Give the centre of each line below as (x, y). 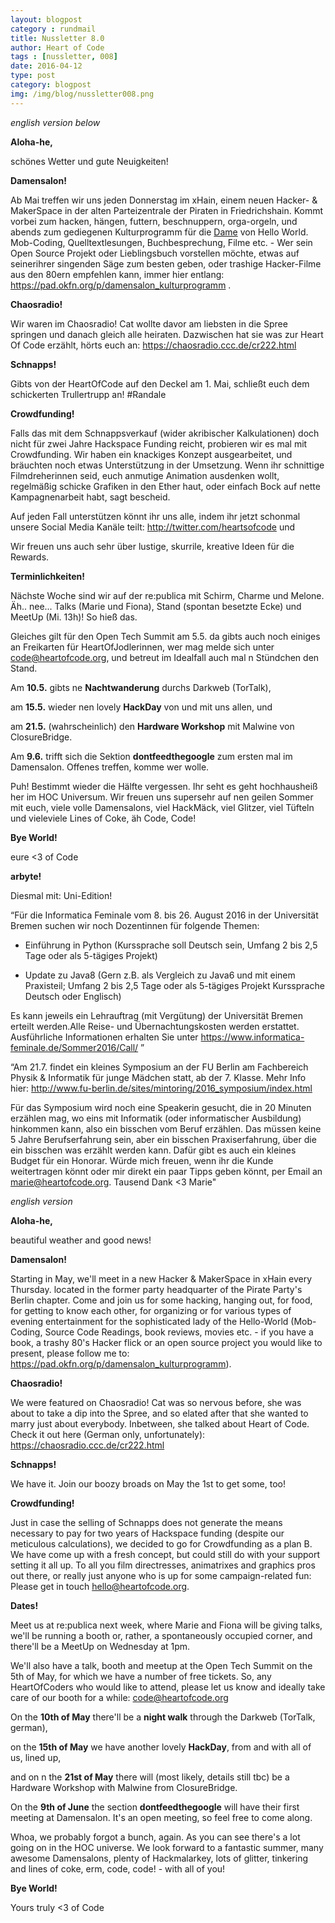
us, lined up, (36, 1757)
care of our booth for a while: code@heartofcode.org (119, 1697)
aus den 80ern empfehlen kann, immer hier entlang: (117, 274)
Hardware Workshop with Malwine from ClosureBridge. (124, 1787)
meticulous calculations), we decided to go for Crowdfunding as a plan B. (161, 1543)
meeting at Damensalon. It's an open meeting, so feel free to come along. (161, 1817)
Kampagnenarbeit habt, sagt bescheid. (90, 497)
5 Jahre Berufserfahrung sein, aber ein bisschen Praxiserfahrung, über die (163, 1139)
